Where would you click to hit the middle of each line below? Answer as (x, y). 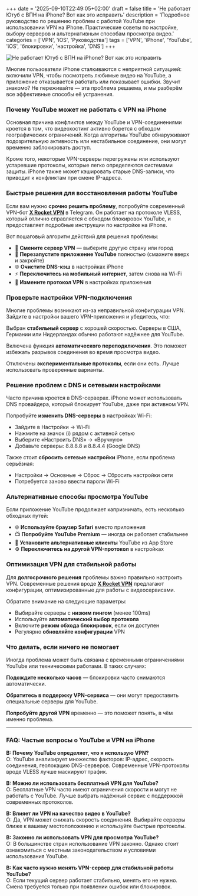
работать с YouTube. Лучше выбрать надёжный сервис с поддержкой (95, 796)
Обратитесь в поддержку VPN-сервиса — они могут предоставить (93, 695)
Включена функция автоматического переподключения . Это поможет (96, 346)
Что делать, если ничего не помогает (63, 647)
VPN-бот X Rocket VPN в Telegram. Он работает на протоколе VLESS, (94, 212)
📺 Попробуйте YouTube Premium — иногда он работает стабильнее (101, 534)
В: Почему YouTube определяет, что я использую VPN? (77, 753)
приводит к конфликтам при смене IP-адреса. (64, 178)
